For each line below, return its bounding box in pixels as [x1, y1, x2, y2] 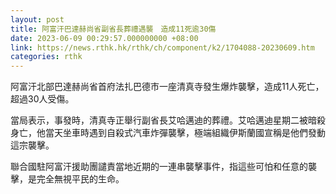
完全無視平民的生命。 [36, 173, 125, 185]
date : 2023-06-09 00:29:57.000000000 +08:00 [10, 33, 199, 43]
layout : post [10, 14, 65, 25]
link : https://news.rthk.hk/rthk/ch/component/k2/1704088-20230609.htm [10, 42, 315, 53]
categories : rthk [10, 52, 83, 62]
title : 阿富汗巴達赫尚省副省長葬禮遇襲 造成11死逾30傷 [10, 24, 217, 34]
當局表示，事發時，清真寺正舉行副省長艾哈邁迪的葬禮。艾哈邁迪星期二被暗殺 [10, 114, 326, 126]
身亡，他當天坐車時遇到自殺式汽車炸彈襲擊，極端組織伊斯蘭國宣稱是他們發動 [10, 127, 326, 139]
